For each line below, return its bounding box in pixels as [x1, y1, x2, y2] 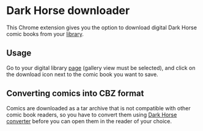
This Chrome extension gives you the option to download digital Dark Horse [6, 24, 197, 31]
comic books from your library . [6, 30, 84, 37]
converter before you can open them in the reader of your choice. [6, 117, 172, 125]
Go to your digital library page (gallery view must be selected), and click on [6, 64, 196, 71]
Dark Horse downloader [6, 4, 130, 18]
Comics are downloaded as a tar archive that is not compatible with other [6, 104, 191, 112]
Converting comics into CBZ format [6, 88, 144, 99]
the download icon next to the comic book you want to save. [6, 71, 158, 78]
